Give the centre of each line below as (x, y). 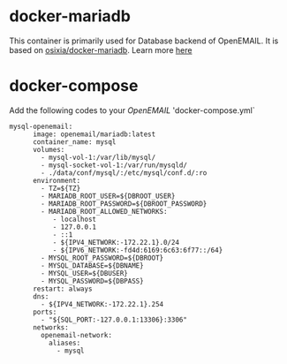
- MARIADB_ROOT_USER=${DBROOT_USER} (108, 196)
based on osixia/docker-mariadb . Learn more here (101, 49)
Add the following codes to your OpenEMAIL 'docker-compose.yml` (132, 110)
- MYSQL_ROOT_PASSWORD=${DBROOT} (102, 258)
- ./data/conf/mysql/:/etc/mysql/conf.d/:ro (124, 173)
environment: (57, 180)
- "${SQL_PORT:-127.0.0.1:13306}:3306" (114, 320)
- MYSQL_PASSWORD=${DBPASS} (92, 281)
